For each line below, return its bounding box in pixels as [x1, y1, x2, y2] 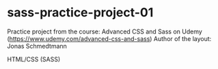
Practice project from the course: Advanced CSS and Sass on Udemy [7, 27, 203, 36]
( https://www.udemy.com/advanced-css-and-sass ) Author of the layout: [7, 34, 212, 42]
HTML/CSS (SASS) [7, 55, 60, 63]
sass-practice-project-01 [7, 5, 154, 20]
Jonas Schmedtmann [7, 42, 67, 50]
